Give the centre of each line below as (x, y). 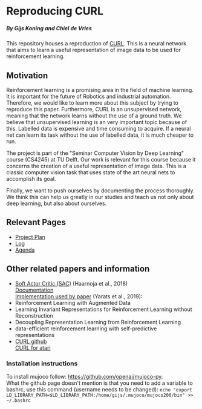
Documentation (34, 290)
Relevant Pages (36, 222)
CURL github (31, 341)
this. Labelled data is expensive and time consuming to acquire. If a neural (99, 128)
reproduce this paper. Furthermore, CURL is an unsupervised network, (94, 109)
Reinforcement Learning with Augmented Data (73, 303)
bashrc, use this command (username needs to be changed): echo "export (99, 389)
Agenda (25, 250)
